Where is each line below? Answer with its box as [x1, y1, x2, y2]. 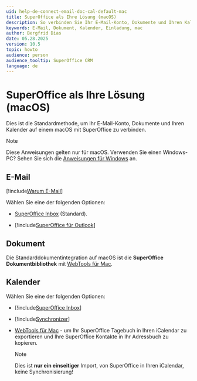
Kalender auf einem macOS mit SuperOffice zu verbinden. [6, 126, 147, 133]
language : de [6, 63, 38, 69]
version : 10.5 [6, 42, 41, 47]
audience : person [6, 52, 49, 58]
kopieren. [14, 339, 38, 346]
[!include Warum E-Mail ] [6, 188, 63, 195]
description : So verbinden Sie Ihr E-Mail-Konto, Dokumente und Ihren [6, 19, 182, 25]
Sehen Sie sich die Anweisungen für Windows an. [17, 155, 137, 162]
